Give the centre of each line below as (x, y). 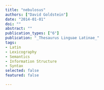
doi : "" (13, 24)
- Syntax (14, 66)
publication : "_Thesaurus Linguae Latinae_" (52, 38)
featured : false (22, 75)
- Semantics (17, 57)
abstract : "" (19, 29)
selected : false (22, 71)
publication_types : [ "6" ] (32, 33)
